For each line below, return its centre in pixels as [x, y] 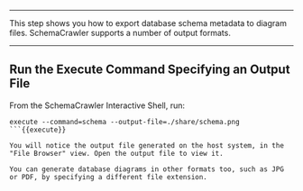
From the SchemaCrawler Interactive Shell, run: [97, 105]
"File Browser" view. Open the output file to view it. [116, 153]
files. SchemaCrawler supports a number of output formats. [120, 33]
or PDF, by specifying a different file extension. [108, 177]
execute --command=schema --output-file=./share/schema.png [125, 122]
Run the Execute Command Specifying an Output [150, 70]
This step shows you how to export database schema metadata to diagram [148, 23]
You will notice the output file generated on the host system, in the [147, 145]
